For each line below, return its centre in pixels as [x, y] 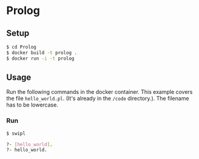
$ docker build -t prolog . [42, 52]
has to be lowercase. [32, 105]
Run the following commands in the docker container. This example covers [99, 92]
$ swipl [16, 133]
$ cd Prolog [21, 47]
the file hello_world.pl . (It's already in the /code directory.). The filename [98, 99]
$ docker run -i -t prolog [40, 58]
